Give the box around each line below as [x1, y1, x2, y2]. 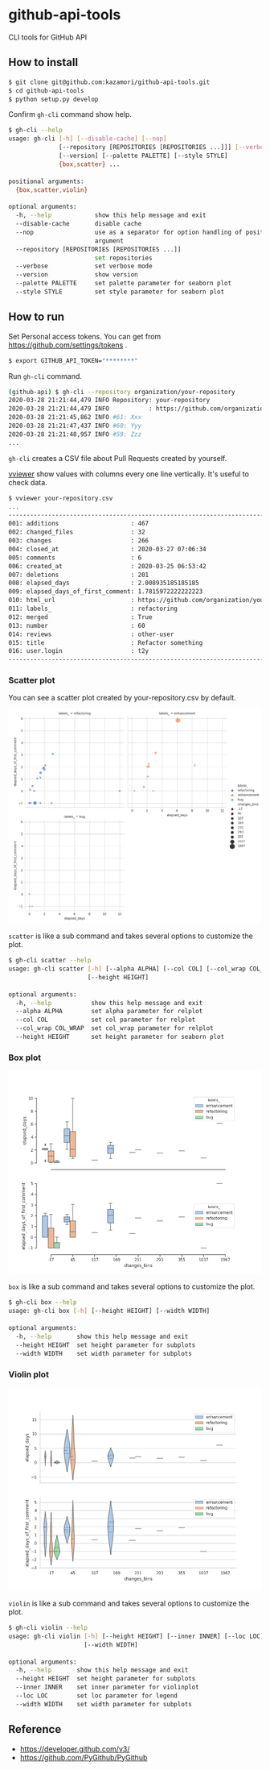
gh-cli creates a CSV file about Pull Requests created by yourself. [8, 453, 227, 463]
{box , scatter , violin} [15, 185, 88, 194]
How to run [8, 310, 65, 324]
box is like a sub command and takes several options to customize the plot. [8, 1282, 256, 1291]
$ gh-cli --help [8, 127, 63, 135]
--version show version [15, 271, 138, 279]
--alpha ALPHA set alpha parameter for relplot [15, 1008, 203, 1016]
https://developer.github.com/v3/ [19, 1743, 130, 1754]
